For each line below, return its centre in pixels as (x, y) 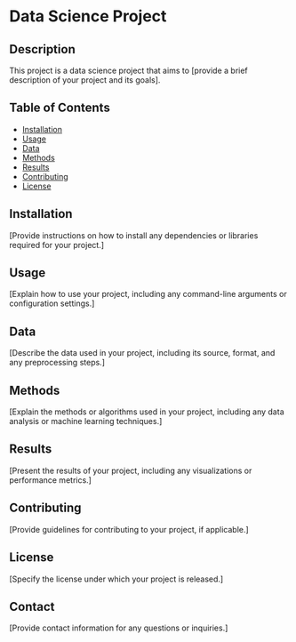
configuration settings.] (52, 303)
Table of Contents (60, 108)
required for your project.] (57, 245)
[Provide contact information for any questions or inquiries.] (119, 628)
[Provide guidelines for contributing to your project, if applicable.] (129, 529)
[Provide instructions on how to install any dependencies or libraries (134, 235)
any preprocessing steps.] (57, 363)
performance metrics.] (50, 480)
